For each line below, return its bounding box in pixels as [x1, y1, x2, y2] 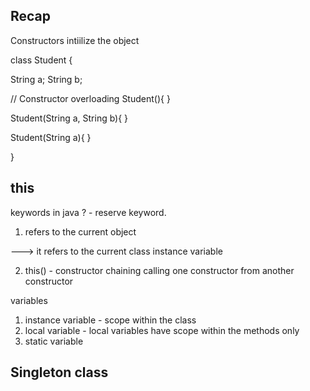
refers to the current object [24, 225, 137, 238]
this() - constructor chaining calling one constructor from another [24, 264, 295, 276]
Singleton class [10, 364, 109, 381]
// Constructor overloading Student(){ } [10, 92, 171, 104]
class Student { [10, 54, 73, 66]
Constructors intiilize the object [10, 34, 140, 46]
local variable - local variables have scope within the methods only [24, 324, 300, 336]
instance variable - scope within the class [24, 314, 197, 326]
